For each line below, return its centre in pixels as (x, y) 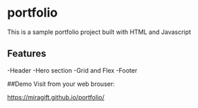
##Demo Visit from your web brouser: (61, 84)
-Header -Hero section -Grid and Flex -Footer (72, 70)
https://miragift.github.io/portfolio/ (56, 97)
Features (27, 54)
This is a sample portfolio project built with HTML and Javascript (99, 32)
